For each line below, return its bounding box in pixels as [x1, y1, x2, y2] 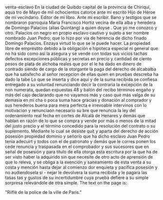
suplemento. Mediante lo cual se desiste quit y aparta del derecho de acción [5, 128, 158, 134]
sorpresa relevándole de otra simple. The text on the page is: [5, 180, 127, 185]
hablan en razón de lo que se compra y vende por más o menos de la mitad [5, 118, 157, 124]
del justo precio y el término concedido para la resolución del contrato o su [5, 123, 156, 128]
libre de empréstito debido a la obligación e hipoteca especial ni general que [5, 46, 158, 51]
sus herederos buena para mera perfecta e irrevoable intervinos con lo [5, 102, 147, 108]
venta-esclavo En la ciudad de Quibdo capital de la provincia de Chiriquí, [5, 4, 151, 10]
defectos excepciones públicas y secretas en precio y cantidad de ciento [5, 56, 152, 61]
